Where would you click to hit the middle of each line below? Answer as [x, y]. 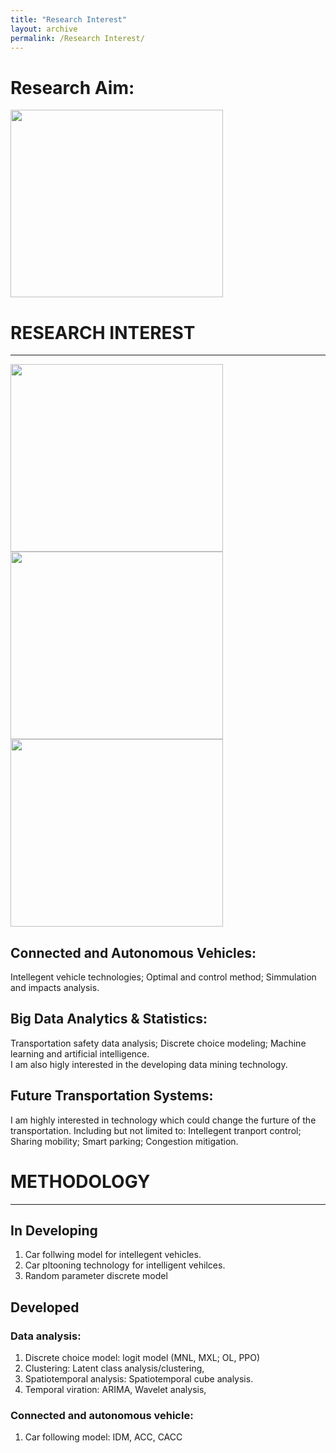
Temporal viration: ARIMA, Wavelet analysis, [115, 1390]
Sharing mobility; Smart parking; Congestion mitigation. [124, 1141]
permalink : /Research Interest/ [77, 38]
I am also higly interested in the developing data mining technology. [149, 1064]
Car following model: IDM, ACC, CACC [103, 1437]
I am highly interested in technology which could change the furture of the [163, 1120]
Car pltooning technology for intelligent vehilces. [125, 1265]
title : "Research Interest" [69, 19]
